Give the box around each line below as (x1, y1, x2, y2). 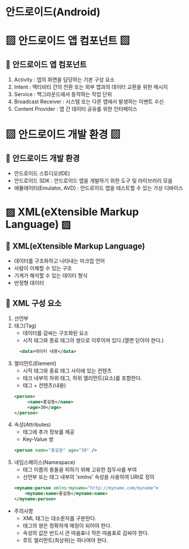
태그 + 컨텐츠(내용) (22, 381, 67, 388)
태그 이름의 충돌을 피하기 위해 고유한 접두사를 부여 (22, 466, 137, 473)
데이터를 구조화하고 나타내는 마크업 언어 (13, 257, 105, 264)
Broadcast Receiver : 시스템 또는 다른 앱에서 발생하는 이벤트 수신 (13, 98, 164, 105)
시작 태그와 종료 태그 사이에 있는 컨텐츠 (22, 367, 112, 374)
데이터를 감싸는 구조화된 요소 (22, 329, 89, 336)
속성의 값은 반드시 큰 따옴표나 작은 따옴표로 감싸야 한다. (22, 529, 150, 536)
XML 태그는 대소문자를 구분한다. (22, 514, 97, 521)
